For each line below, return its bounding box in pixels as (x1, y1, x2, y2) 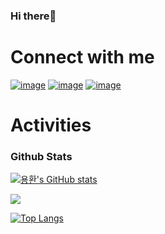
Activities (10, 114, 92, 137)
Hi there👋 (10, 9, 57, 23)
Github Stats (10, 149, 73, 163)
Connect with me (10, 46, 155, 69)
